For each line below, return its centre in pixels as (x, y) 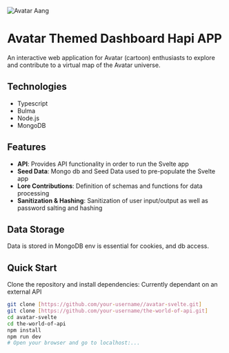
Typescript (32, 103)
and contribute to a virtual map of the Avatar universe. (84, 65)
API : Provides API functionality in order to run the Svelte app (103, 164)
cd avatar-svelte (32, 317)
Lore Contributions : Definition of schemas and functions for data (110, 186)
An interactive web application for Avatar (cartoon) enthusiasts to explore (111, 57)
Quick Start (32, 268)
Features (27, 147)
